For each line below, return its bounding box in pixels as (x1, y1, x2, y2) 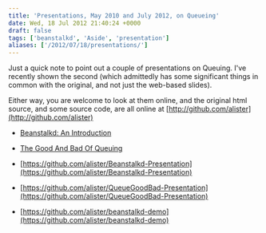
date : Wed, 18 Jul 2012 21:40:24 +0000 (8, 19, 141, 27)
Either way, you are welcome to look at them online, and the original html (8, 96, 248, 105)
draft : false (8, 26, 52, 34)
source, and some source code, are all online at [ (8, 105, 169, 114)
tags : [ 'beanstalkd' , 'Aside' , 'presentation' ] (8, 34, 170, 42)
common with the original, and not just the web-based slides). (8, 81, 212, 90)
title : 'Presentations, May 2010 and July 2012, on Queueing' (8, 11, 220, 20)
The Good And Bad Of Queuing (19, 144, 123, 153)
